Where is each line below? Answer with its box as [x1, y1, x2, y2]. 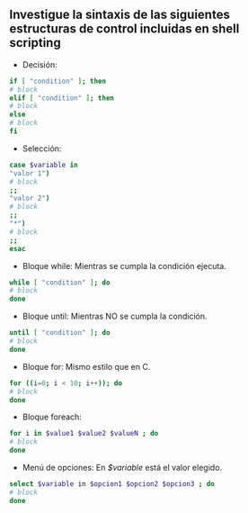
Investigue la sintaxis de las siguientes [9, 7, 231, 22]
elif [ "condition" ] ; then [9, 94, 115, 103]
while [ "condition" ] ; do [9, 278, 111, 287]
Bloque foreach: [22, 411, 83, 422]
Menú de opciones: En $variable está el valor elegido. [22, 463, 223, 473]
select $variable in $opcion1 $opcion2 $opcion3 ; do [9, 480, 216, 489]
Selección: [22, 143, 62, 154]
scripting [9, 35, 61, 50]
